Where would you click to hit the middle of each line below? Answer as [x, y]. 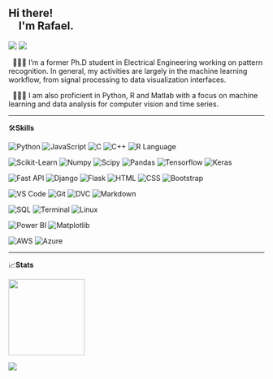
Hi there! [31, 13]
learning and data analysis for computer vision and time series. [114, 104]
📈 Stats [21, 265]
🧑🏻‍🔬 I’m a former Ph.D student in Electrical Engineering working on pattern [137, 62]
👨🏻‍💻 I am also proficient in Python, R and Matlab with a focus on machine [135, 95]
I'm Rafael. [46, 26]
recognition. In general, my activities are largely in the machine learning [128, 71]
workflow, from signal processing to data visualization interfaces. [117, 80]
